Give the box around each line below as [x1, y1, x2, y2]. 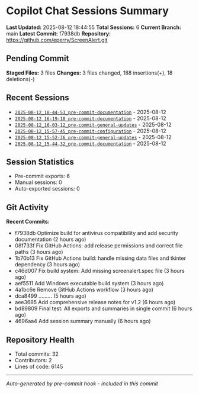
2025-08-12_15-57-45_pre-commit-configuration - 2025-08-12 [14, 127, 166, 134]
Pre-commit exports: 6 [14, 173, 70, 180]
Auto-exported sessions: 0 [14, 185, 80, 192]
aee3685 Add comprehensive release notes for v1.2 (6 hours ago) [14, 299, 176, 306]
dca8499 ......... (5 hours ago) [14, 292, 87, 299]
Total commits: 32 [14, 350, 59, 357]
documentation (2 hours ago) [14, 236, 86, 243]
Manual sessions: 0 [14, 179, 62, 186]
